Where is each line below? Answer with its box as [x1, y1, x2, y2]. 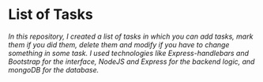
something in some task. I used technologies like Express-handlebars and [8, 48, 250, 58]
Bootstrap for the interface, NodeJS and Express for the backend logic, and [8, 57, 255, 66]
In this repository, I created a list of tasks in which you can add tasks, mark [8, 32, 254, 41]
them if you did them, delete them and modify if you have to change [8, 39, 230, 49]
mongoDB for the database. [8, 65, 100, 74]
